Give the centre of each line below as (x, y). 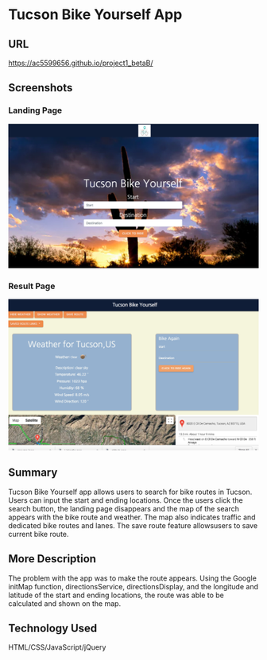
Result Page (32, 286)
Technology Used (53, 629)
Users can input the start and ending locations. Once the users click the (126, 500)
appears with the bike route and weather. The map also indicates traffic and (132, 517)
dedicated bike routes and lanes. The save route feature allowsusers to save (133, 525)
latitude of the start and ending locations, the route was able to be (116, 595)
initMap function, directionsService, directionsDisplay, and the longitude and (133, 586)
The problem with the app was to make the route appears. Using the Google (132, 578)
